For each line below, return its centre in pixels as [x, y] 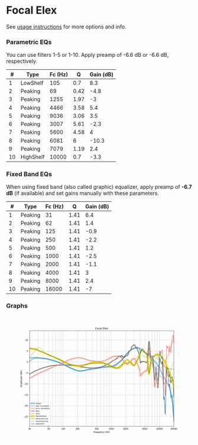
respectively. [22, 61]
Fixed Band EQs [29, 174]
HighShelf [33, 157]
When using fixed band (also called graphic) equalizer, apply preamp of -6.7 [99, 187]
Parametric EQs [29, 42]
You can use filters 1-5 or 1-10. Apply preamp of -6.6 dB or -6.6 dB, [87, 55]
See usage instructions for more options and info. [66, 27]
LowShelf [32, 83]
